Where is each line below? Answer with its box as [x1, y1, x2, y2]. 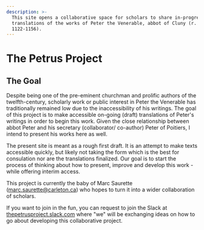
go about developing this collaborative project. [6, 217, 123, 225]
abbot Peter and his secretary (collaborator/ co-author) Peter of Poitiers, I [6, 124, 190, 131]
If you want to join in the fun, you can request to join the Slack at [6, 204, 168, 212]
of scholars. [6, 192, 36, 200]
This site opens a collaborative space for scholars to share [12, 15, 172, 21]
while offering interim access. [6, 168, 81, 176]
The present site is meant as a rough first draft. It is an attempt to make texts [6, 142, 198, 149]
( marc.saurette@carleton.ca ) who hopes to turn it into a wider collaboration [6, 186, 195, 194]
